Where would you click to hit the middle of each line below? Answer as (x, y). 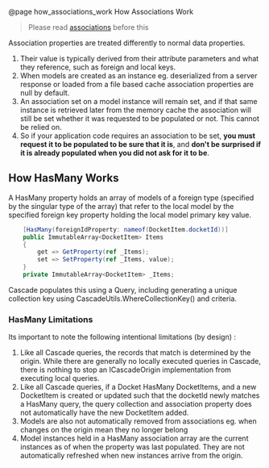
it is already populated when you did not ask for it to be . (114, 153)
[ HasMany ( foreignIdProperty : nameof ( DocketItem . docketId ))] (126, 229)
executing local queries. (60, 378)
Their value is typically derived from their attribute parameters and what (139, 58)
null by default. (45, 93)
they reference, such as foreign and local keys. (98, 67)
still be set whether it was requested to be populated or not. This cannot (140, 119)
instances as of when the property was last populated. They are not (132, 447)
